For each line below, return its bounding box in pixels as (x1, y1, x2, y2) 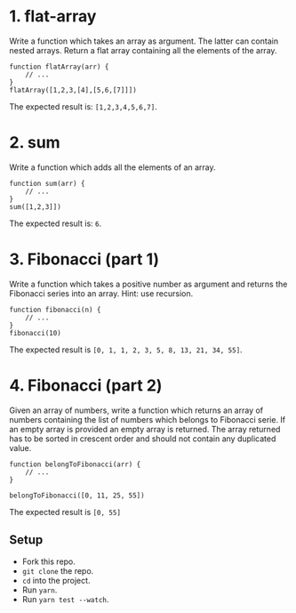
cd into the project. (21, 575, 91, 585)
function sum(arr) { (9, 179, 86, 188)
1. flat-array (9, 6, 97, 27)
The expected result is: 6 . (9, 218, 102, 229)
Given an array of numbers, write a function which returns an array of (9, 405, 264, 415)
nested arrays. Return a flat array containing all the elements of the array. (9, 44, 277, 55)
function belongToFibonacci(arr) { (9, 460, 141, 469)
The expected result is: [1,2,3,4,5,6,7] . (9, 101, 157, 112)
